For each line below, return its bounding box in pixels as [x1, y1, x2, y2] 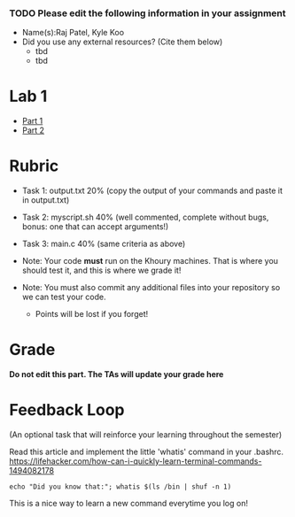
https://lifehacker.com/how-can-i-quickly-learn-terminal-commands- [9, 456, 262, 467]
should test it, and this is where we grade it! [21, 265, 182, 276]
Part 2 [21, 125, 45, 135]
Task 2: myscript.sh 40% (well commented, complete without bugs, [21, 212, 269, 223]
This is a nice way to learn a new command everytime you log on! [9, 498, 248, 509]
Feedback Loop [9, 400, 125, 421]
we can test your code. [21, 291, 106, 303]
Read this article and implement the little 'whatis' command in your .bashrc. [9, 446, 284, 458]
